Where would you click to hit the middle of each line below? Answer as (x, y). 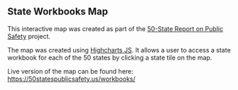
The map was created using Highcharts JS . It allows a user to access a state (119, 50)
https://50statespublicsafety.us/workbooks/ (72, 79)
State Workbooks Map (58, 12)
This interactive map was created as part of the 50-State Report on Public (115, 28)
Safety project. (29, 36)
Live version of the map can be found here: (70, 71)
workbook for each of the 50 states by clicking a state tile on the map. (110, 57)
